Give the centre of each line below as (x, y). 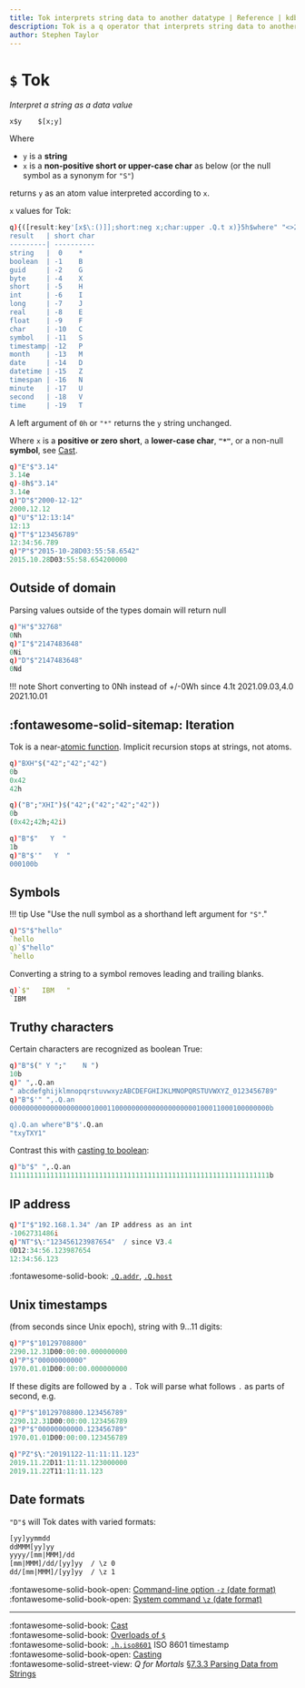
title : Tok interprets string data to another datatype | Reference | (146, 18)
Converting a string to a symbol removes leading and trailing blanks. (137, 973)
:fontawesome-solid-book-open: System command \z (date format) (136, 1599)
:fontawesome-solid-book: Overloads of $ (88, 1635)
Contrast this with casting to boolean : (79, 1150)
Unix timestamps (59, 1304)
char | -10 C (46, 329)
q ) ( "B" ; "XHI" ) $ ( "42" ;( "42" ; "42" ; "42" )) (85, 805)
